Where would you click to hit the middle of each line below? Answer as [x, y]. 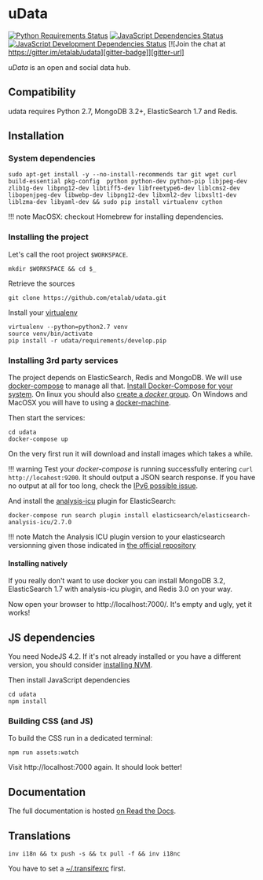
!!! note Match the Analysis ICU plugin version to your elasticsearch [117, 537]
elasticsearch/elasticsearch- [201, 516]
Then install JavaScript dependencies [69, 680]
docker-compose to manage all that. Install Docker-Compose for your [121, 386]
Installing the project [48, 237]
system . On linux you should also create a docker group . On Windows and [128, 394]
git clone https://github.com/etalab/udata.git [88, 298]
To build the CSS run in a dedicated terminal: [80, 738]
